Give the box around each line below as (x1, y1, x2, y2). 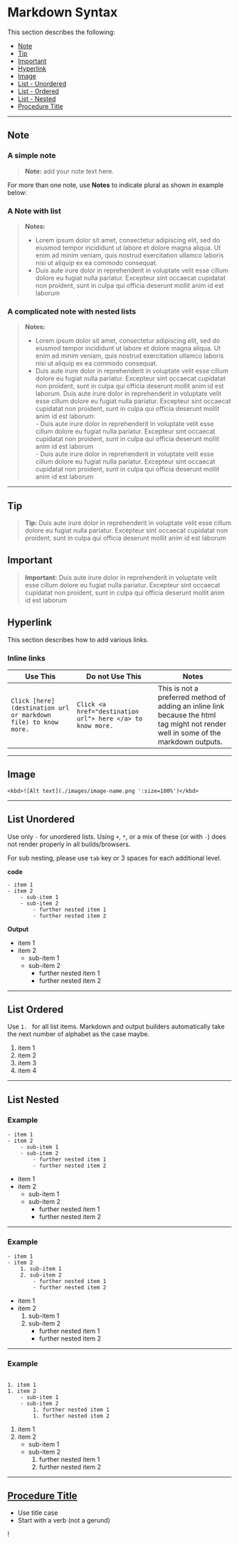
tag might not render (157, 719, 226, 729)
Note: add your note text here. (24, 166, 115, 175)
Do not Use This (86, 671, 142, 681)
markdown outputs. (157, 737, 223, 747)
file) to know (11, 718, 59, 726)
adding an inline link (157, 701, 225, 711)
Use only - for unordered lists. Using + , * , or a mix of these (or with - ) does (7, 832, 226, 841)
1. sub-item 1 (20, 1265, 62, 1273)
